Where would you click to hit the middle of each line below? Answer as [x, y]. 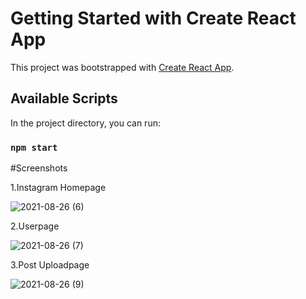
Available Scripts [64, 98]
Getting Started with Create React [153, 18]
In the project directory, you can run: [85, 123]
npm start [34, 147]
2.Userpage [35, 226]
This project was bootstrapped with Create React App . [122, 67]
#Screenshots [39, 168]
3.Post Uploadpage [50, 265]
